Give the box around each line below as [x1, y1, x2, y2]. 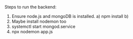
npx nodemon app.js [11, 29, 53, 34]
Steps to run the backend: [4, 4, 57, 10]
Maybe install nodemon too [11, 19, 67, 24]
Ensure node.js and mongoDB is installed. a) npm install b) [11, 13, 129, 19]
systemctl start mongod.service [11, 24, 76, 29]
